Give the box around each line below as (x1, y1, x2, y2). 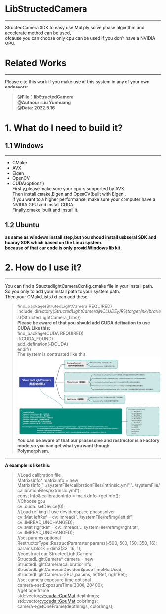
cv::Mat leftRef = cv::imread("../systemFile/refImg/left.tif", (17, 514, 134, 520)
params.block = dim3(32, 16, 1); (17, 545, 82, 552)
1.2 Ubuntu (5, 221, 40, 229)
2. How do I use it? (5, 262, 82, 273)
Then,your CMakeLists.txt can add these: (5, 293, 89, 300)
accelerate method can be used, (5, 30, 71, 36)
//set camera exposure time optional (17, 577, 91, 583)
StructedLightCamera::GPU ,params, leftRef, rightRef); (17, 572, 127, 578)
